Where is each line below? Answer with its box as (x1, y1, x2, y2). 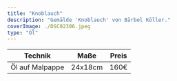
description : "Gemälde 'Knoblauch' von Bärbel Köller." (7, 16, 171, 23)
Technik (23, 51, 52, 60)
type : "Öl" (7, 29, 39, 36)
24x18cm (71, 62, 103, 72)
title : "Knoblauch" (7, 10, 63, 17)
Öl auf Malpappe (10, 62, 65, 72)
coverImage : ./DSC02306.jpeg (7, 23, 91, 30)
